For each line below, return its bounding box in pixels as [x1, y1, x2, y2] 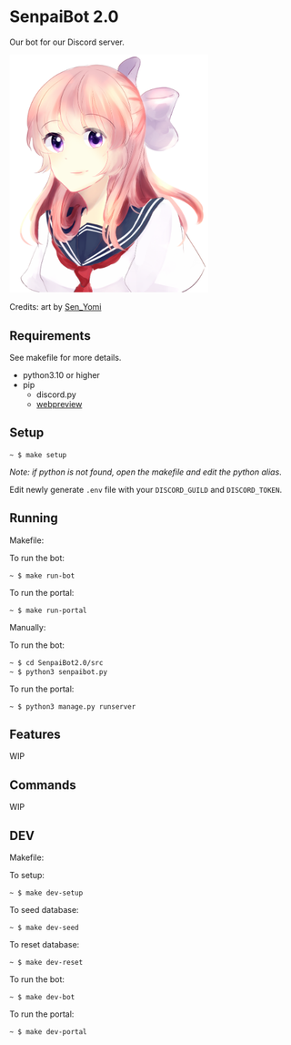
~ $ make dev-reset [9, 958, 84, 968]
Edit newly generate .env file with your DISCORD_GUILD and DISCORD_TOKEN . [9, 484, 283, 495]
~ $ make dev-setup [9, 888, 84, 898]
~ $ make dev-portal [9, 1028, 88, 1037]
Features [9, 726, 61, 742]
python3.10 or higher [22, 369, 100, 380]
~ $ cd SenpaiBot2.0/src [9, 658, 104, 667]
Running [9, 510, 59, 526]
